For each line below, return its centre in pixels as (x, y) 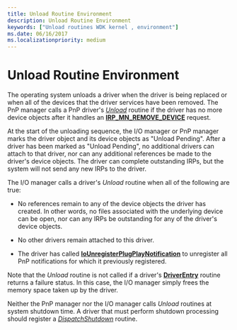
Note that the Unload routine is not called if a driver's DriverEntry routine (114, 275)
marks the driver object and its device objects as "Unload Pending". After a (117, 139)
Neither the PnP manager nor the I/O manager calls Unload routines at (110, 304)
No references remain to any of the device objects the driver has (112, 204)
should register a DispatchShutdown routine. (73, 319)
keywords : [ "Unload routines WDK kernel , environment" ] (93, 27)
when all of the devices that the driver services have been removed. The (113, 103)
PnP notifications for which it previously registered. (92, 261)
